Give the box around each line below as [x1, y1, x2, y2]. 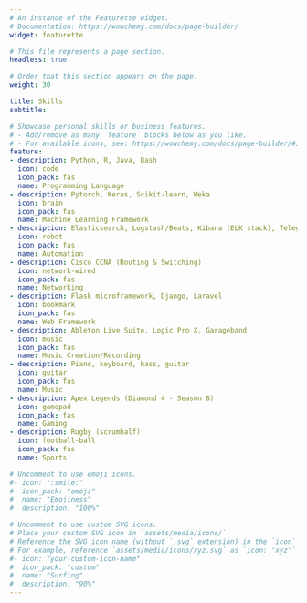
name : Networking [17, 283, 84, 292]
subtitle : [9, 105, 48, 114]
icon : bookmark [17, 301, 76, 310]
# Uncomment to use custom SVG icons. [9, 520, 157, 530]
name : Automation [17, 249, 84, 259]
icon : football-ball [17, 436, 96, 446]
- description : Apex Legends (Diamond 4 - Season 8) [9, 394, 215, 403]
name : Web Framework [17, 317, 96, 326]
